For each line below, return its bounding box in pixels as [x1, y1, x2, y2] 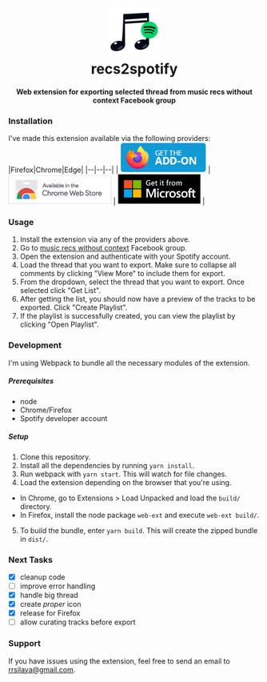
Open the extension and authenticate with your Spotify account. [19, 251, 231, 262]
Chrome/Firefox [19, 405, 72, 415]
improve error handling [19, 581, 96, 591]
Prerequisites [8, 376, 54, 386]
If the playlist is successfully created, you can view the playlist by [19, 311, 236, 321]
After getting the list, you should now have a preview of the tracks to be [19, 295, 256, 304]
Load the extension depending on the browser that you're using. [19, 477, 232, 487]
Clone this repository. [19, 451, 91, 462]
